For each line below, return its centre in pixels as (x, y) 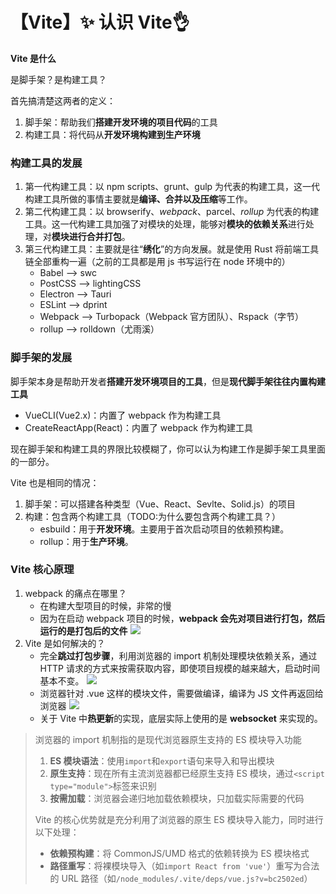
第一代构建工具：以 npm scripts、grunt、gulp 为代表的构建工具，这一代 (172, 187)
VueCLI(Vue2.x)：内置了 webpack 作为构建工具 (123, 415)
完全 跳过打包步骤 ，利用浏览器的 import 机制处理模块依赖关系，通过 (178, 655)
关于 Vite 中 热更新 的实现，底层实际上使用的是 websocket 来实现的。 (181, 718)
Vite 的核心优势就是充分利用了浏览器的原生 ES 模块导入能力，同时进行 (179, 819)
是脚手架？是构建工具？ (58, 79)
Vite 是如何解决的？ (65, 643)
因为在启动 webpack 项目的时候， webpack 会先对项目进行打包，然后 (182, 618)
